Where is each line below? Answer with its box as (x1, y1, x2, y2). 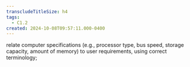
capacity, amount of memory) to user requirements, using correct (6, 48, 167, 55)
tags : (6, 14, 20, 20)
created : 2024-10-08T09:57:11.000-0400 (6, 25, 105, 31)
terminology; (6, 54, 38, 61)
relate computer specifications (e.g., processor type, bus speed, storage (6, 42, 185, 49)
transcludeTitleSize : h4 (6, 8, 68, 15)
